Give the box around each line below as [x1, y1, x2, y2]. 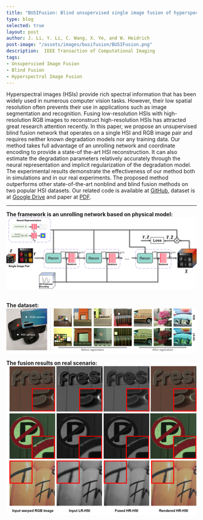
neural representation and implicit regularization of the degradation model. [6, 161, 192, 169]
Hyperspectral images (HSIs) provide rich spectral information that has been [6, 91, 196, 98]
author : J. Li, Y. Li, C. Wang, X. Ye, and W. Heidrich [6, 35, 150, 42]
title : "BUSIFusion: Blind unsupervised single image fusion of [6, 10, 172, 16]
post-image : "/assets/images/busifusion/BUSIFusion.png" [6, 42, 153, 48]
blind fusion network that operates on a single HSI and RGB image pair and [6, 129, 193, 136]
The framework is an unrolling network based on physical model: [6, 211, 173, 218]
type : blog [6, 16, 34, 22]
